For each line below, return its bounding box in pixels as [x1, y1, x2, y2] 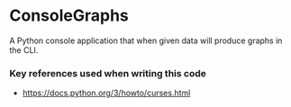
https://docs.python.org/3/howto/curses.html [22, 87, 191, 99]
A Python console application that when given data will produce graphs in [9, 35, 283, 46]
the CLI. [9, 44, 39, 55]
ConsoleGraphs [9, 5, 129, 26]
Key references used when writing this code [9, 67, 207, 79]
